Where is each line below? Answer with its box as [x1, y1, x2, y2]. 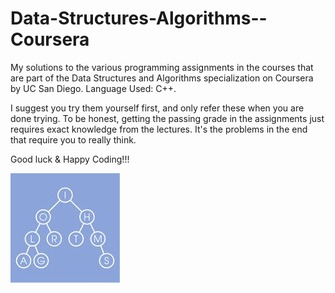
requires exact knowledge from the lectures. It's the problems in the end [10, 123, 308, 135]
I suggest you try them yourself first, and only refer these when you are [10, 102, 305, 114]
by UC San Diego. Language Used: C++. [10, 82, 177, 94]
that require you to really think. [10, 133, 137, 146]
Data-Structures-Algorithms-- [10, 7, 268, 30]
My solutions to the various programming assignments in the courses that [10, 61, 314, 73]
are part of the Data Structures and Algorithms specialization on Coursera [10, 72, 314, 84]
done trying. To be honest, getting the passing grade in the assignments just [10, 112, 325, 124]
